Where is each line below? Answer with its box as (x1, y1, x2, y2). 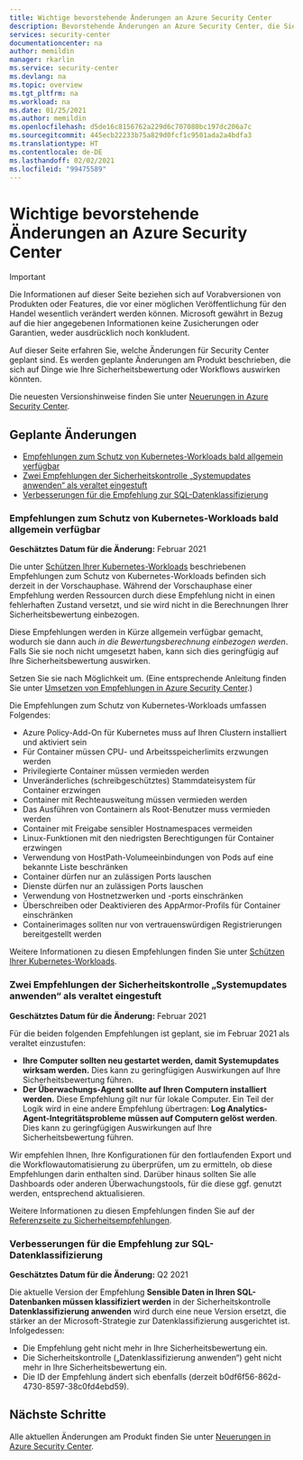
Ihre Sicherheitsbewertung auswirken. (9, 656, 151, 667)
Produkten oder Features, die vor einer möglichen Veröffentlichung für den (9, 299, 287, 310)
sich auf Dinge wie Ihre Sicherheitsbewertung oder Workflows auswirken (9, 364, 280, 375)
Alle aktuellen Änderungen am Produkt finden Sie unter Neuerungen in (9, 1431, 271, 1442)
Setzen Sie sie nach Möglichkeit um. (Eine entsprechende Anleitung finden (9, 673, 287, 684)
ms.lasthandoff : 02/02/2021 (9, 155, 115, 165)
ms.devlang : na (9, 72, 67, 81)
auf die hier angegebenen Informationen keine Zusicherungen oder (9, 318, 259, 329)
